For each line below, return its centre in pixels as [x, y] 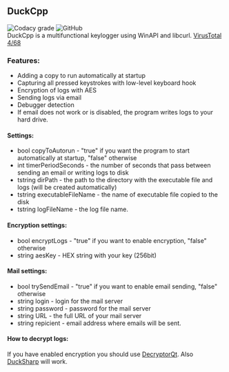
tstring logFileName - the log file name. [73, 209]
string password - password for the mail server [84, 308]
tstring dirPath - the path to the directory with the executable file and [115, 180]
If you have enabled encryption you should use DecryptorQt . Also [100, 354]
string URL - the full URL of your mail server [79, 315]
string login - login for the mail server [70, 301]
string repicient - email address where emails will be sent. [99, 323]
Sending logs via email [49, 98]
